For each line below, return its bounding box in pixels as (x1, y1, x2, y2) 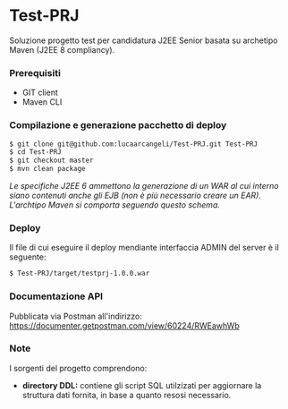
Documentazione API (9, 290, 104, 302)
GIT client (21, 87, 58, 98)
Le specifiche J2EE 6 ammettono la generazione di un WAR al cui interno (9, 181, 279, 192)
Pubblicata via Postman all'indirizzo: (9, 311, 143, 321)
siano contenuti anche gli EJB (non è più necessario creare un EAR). (9, 190, 262, 201)
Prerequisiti (9, 66, 61, 79)
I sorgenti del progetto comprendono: (9, 362, 148, 373)
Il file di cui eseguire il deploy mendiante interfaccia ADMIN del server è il (9, 243, 279, 253)
